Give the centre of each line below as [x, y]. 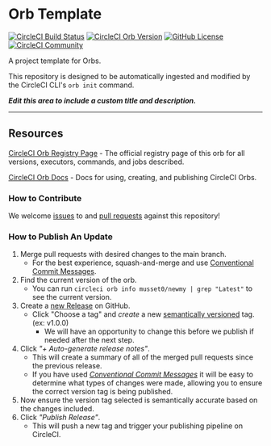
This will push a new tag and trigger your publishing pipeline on [138, 426]
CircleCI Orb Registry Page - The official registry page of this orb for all [127, 153]
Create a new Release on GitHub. [75, 306]
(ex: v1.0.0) [50, 323]
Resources [36, 134]
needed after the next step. [89, 340]
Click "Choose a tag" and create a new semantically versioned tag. [143, 314]
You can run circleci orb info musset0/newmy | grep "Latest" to [142, 288]
